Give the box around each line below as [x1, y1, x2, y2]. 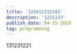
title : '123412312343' [6, 8, 63, 15]
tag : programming [6, 25, 50, 32]
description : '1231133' [6, 14, 66, 20]
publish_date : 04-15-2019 [6, 20, 71, 26]
